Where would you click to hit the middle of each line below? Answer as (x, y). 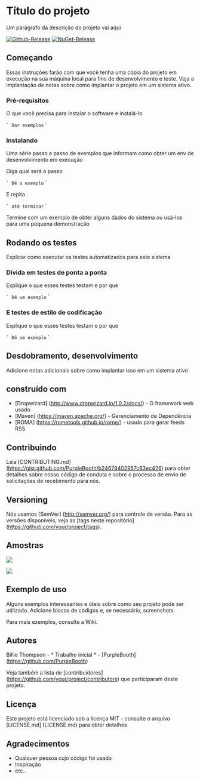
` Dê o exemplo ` (27, 183)
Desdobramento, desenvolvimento (72, 356)
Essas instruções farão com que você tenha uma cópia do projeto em (92, 72)
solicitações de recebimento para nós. (53, 481)
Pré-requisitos (27, 100)
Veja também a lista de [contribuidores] (55, 673)
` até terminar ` (27, 206)
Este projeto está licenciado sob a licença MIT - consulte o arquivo (88, 719)
